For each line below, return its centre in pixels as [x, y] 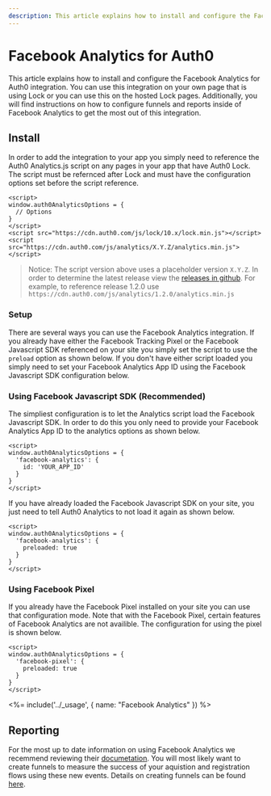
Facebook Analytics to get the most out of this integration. [105, 112]
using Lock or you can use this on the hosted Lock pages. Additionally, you [133, 95]
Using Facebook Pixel [52, 589]
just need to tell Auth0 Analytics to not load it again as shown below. [122, 512]
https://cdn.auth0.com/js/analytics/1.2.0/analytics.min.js [131, 295]
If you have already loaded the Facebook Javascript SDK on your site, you [131, 503]
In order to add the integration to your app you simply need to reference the [134, 158]
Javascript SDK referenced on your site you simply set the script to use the [133, 349]
